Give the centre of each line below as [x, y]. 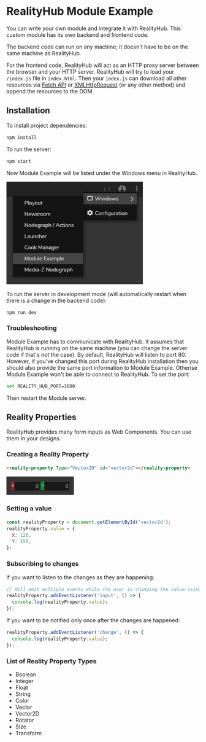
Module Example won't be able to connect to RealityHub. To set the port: [98, 374]
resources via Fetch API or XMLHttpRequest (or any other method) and [96, 85]
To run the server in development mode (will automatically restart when [97, 294]
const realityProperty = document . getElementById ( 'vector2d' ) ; [89, 522]
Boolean [26, 674]
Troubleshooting [32, 328]
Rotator [25, 720]
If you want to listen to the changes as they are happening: [80, 577]
